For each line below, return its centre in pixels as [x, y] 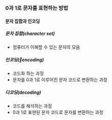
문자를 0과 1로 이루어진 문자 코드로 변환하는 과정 [60, 80]
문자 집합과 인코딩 [23, 21]
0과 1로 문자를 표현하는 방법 [37, 8]
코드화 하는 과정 [28, 73]
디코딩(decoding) [23, 93]
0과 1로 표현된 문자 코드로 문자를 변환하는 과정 [58, 112]
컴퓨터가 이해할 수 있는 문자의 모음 [46, 47]
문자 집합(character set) [30, 33]
